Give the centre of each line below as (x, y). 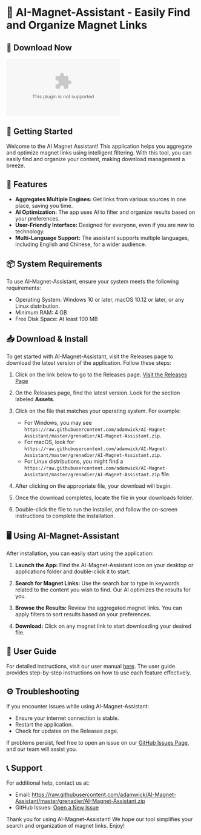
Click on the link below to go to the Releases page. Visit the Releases (101, 374)
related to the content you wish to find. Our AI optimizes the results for (103, 590)
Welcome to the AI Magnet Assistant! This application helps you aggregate (99, 146)
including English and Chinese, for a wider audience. (81, 244)
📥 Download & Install (47, 339)
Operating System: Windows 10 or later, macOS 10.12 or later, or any (100, 300)
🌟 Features (27, 185)
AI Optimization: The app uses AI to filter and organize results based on (105, 212)
